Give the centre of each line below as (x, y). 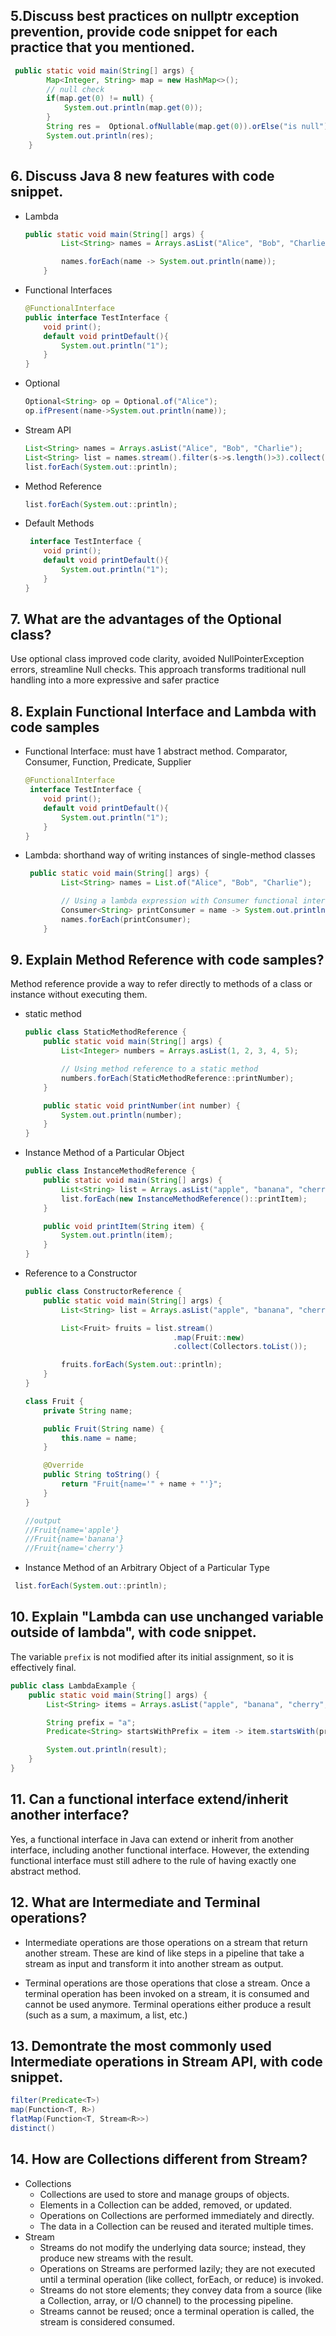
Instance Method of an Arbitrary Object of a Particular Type (147, 1568)
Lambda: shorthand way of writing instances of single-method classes (170, 855)
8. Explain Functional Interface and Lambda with (163, 711)
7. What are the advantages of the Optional (146, 619)
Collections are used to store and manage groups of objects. (164, 2194)
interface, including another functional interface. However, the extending (160, 1850)
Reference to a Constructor (81, 1273)
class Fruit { (54, 1401)
